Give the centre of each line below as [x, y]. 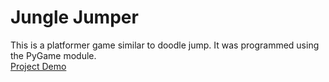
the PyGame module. [53, 55]
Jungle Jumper [74, 17]
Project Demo [38, 66]
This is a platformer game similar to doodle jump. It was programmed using [165, 45]
